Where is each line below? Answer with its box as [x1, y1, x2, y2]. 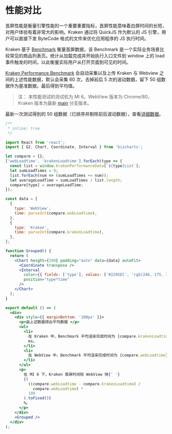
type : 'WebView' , [14, 206, 52, 211]
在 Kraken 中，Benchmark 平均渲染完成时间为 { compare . [28, 334, 138, 339]
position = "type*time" [24, 277, 70, 282]
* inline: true [7, 126, 40, 131]
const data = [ [5, 197, 38, 202]
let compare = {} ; [5, 154, 45, 159]
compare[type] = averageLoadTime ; [10, 182, 83, 187]
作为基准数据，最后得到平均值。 [9, 82, 77, 89]
